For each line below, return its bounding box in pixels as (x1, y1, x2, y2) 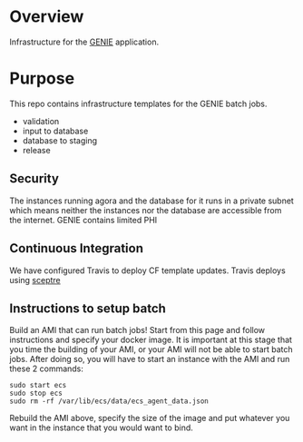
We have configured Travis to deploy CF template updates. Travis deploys (9, 265, 286, 276)
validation (22, 115, 60, 126)
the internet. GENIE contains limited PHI (9, 214, 158, 225)
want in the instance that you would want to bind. (9, 422, 193, 433)
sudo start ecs (9, 381, 67, 390)
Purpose (9, 68, 75, 89)
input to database (22, 125, 89, 136)
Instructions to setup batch (9, 300, 166, 316)
